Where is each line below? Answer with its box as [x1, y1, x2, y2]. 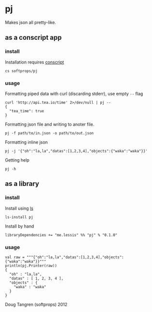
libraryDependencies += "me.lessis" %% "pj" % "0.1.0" [5, 232, 118, 237]
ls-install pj [5, 214, 34, 219]
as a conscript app [5, 33, 62, 42]
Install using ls [5, 205, 34, 211]
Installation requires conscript [5, 59, 64, 65]
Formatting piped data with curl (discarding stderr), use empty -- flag [5, 91, 143, 97]
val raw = [5, 255, 25, 260]
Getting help [5, 157, 30, 163]
